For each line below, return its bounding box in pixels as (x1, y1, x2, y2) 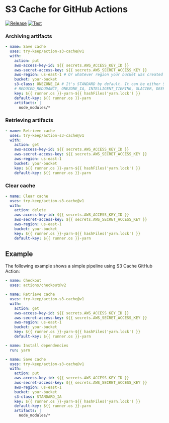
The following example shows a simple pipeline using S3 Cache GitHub (5, 263, 152, 269)
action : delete (14, 208, 46, 213)
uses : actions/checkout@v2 (10, 283, 66, 288)
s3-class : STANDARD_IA (14, 394, 62, 399)
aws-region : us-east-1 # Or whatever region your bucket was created (14, 72, 163, 77)
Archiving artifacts (5, 33, 52, 40)
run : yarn (10, 348, 30, 353)
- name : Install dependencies (5, 343, 69, 348)
